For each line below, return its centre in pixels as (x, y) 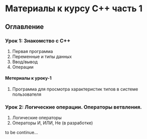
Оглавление (24, 27)
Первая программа (32, 51)
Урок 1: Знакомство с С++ (38, 41)
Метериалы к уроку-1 (28, 78)
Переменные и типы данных (42, 56)
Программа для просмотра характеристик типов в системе (75, 89)
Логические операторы (37, 118)
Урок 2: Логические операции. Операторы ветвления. (73, 107)
